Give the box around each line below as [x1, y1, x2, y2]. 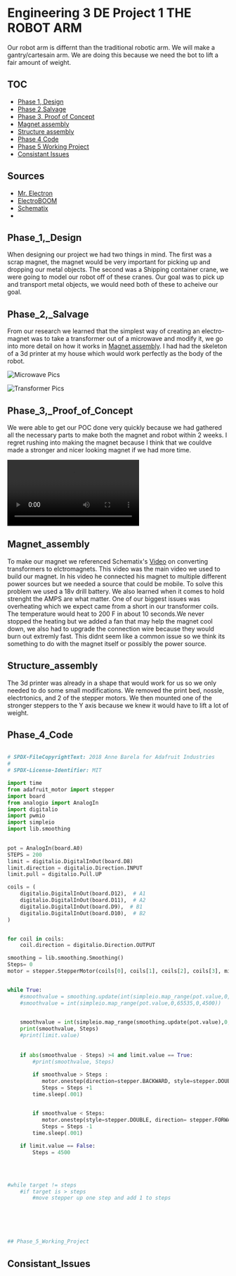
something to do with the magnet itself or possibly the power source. [7, 639, 207, 648]
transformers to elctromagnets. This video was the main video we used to [7, 564, 221, 573]
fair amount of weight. [7, 58, 72, 66]
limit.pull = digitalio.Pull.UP [7, 871, 102, 878]
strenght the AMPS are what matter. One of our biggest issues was [7, 594, 201, 603]
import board [7, 793, 46, 800]
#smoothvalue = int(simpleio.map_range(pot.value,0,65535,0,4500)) [20, 999, 221, 1007]
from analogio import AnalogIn [7, 799, 99, 806]
